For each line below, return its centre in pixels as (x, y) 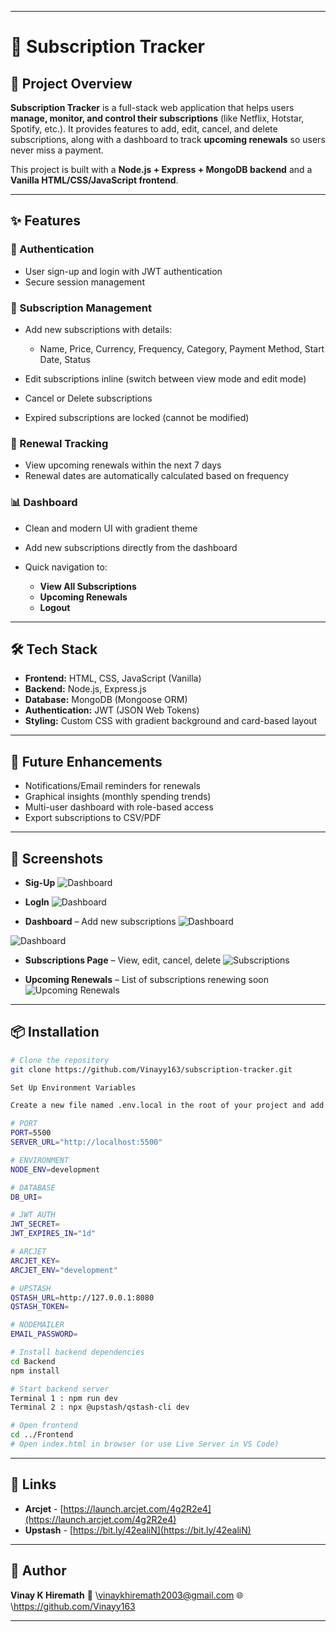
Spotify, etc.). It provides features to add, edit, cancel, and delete (144, 129)
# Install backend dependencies (77, 1352)
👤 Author (38, 1571)
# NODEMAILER (37, 1325)
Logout (55, 607)
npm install (35, 1371)
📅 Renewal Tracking (59, 443)
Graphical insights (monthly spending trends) (118, 797)
